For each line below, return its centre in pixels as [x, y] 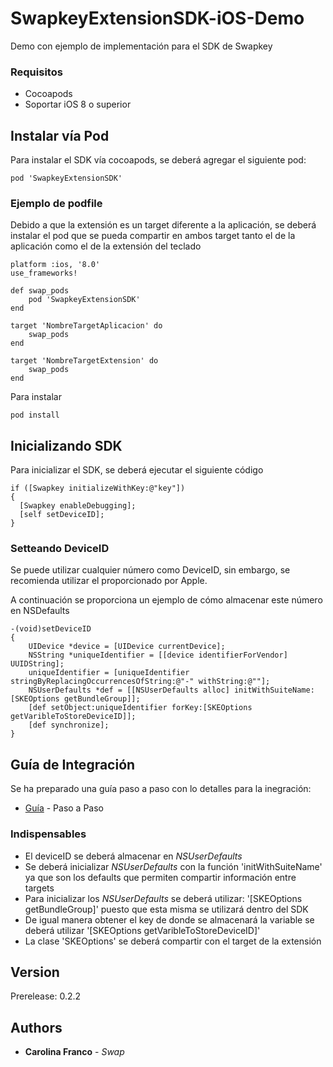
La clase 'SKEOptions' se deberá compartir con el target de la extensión [173, 941]
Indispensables [48, 834]
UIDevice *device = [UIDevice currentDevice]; [127, 647]
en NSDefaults [40, 611]
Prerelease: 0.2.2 [46, 996]
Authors [36, 1027]
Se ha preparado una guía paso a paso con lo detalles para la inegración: [161, 789]
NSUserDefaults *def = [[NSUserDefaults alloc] [129, 690]
